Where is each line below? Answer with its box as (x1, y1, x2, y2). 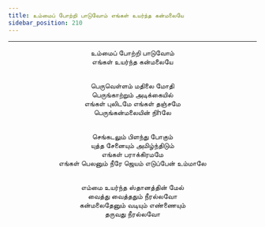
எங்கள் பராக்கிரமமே (101, 149, 164, 158)
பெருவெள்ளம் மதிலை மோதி (90, 80, 175, 91)
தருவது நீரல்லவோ (105, 209, 160, 218)
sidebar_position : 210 (8, 19, 83, 27)
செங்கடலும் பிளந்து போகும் (91, 132, 174, 141)
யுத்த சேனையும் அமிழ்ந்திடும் (90, 140, 175, 150)
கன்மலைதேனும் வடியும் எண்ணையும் (79, 200, 186, 210)
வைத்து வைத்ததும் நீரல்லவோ (88, 191, 177, 201)
